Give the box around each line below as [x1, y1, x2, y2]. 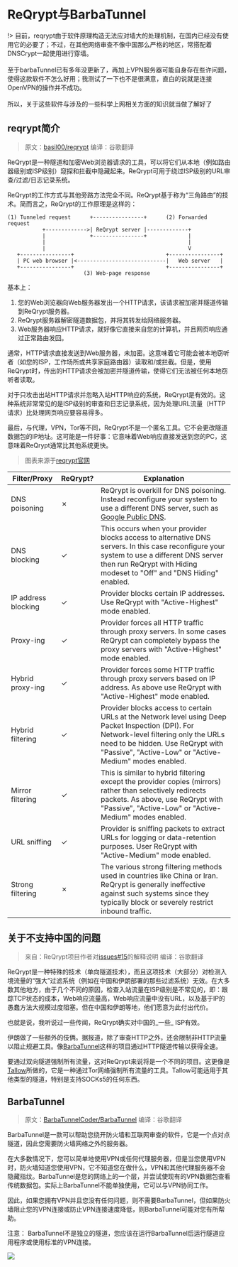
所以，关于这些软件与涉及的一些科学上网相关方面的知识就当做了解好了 [7, 99, 212, 108]
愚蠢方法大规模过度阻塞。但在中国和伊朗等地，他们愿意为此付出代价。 [7, 1003, 212, 1011]
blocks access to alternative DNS [100, 532, 211, 542]
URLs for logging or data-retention [100, 832, 217, 842]
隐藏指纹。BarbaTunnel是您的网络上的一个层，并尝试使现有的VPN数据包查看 [7, 1173, 231, 1181]
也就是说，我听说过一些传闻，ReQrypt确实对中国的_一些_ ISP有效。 [7, 1018, 204, 1026]
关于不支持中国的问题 [7, 932, 101, 945]
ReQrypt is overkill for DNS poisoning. [100, 485, 227, 495]
